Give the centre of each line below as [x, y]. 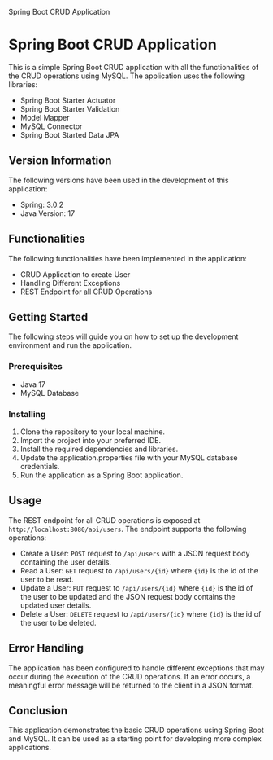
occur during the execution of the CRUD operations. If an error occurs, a [130, 676]
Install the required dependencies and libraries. [99, 449]
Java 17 [33, 384]
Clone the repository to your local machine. [92, 432]
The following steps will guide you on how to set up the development [123, 336]
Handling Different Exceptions [70, 283]
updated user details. [56, 605]
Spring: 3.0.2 [42, 204]
